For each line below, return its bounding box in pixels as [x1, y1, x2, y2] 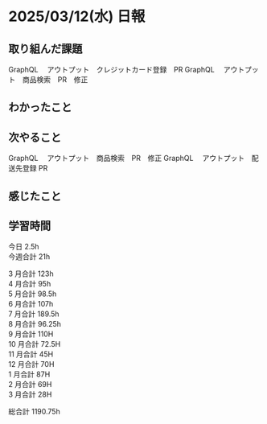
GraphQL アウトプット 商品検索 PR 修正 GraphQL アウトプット [8, 154, 245, 163]
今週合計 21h [8, 252, 51, 261]
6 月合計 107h [8, 299, 54, 309]
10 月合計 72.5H [8, 340, 61, 349]
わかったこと [8, 101, 72, 114]
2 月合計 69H [8, 380, 52, 389]
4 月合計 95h [8, 279, 51, 289]
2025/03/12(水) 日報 [8, 7, 146, 26]
